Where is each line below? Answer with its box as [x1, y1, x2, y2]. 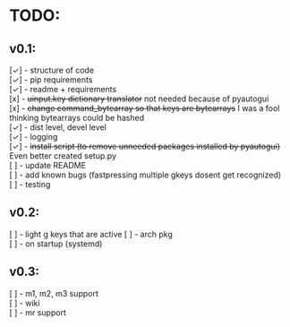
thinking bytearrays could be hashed [9, 113, 145, 123]
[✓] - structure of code [9, 65, 95, 75]
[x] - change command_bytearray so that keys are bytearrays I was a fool [9, 103, 280, 113]
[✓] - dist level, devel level [9, 122, 107, 133]
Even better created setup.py [9, 151, 117, 161]
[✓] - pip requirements [9, 74, 93, 85]
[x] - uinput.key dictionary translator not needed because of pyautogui [9, 93, 269, 104]
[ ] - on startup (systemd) [9, 238, 103, 249]
